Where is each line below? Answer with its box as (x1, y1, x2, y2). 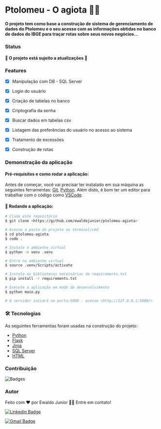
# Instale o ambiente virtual (5, 245, 66, 250)
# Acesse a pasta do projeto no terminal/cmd (5, 227, 98, 232)
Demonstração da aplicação (5, 159, 73, 166)
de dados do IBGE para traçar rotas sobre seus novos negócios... (5, 31, 139, 37)
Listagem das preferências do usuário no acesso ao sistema (12, 127, 132, 133)
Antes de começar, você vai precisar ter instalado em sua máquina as (5, 182, 144, 188)
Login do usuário (12, 88, 46, 94)
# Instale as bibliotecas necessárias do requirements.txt (5, 272, 127, 276)
